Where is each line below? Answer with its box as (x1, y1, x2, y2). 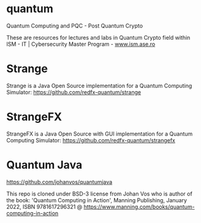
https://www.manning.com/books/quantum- (83, 203, 195, 210)
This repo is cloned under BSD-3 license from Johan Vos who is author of (6, 190, 193, 197)
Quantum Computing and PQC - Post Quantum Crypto (6, 22, 143, 29)
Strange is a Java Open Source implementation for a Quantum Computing (6, 82, 192, 89)
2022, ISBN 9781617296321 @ (6, 203, 83, 210)
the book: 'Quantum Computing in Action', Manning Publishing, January (6, 196, 188, 203)
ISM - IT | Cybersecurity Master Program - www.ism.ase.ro (6, 40, 156, 48)
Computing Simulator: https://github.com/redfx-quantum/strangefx (6, 136, 176, 144)
